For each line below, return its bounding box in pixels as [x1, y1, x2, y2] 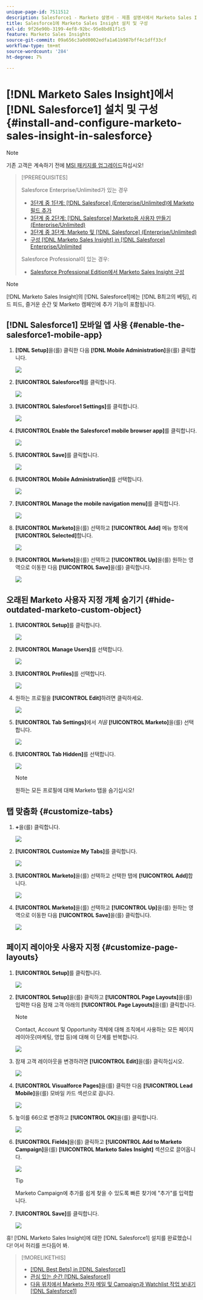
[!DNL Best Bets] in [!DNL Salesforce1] [30, 1265, 126, 1273]
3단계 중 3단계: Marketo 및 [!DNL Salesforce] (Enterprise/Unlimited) [30, 228, 197, 236]
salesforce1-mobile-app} [6, 329, 103, 340]
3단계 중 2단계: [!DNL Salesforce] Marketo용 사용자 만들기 [30, 214, 171, 222]
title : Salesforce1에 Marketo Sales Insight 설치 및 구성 [6, 20, 148, 26]
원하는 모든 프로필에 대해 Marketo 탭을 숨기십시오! [15, 787, 135, 794]
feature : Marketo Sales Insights [6, 32, 91, 38]
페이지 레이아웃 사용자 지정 [6, 942, 100, 953]
